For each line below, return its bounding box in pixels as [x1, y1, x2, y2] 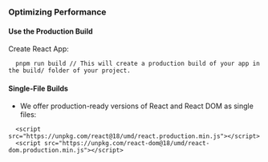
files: [19, 110, 37, 119]
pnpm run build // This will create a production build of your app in [15, 59, 261, 68]
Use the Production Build [8, 26, 93, 36]
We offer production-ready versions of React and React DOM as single [19, 101, 254, 111]
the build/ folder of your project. [8, 67, 131, 75]
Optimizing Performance [8, 6, 107, 18]
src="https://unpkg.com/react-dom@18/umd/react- [43, 140, 210, 148]
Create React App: [8, 44, 70, 54]
